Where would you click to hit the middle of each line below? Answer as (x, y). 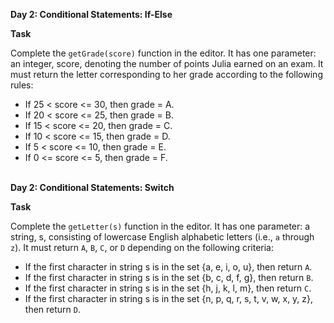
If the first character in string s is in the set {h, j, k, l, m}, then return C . (168, 288)
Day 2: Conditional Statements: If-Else (91, 14)
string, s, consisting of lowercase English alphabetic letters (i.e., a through (162, 237)
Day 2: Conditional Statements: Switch (92, 187)
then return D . (53, 309)
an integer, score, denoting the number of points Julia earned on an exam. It (167, 63)
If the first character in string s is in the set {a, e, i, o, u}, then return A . (168, 267)
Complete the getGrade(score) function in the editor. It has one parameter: (163, 53)
